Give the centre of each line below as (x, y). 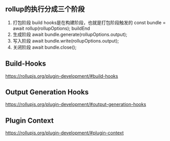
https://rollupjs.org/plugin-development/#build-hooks (62, 76)
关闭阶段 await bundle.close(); (45, 47)
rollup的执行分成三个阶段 (45, 9)
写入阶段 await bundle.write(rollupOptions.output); (66, 41)
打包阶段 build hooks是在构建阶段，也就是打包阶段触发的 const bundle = (89, 23)
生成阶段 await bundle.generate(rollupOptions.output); (70, 34)
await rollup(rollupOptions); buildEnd (51, 28)
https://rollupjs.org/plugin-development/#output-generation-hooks (76, 105)
